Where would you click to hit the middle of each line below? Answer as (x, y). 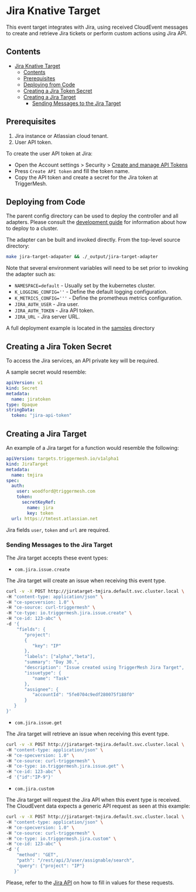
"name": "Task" (50, 679)
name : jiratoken (31, 399)
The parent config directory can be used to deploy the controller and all (92, 216)
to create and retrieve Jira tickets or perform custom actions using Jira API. (97, 33)
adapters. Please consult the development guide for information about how (97, 222)
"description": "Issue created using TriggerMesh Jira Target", (104, 668)
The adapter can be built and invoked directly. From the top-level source (93, 240)
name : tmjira (27, 475)
